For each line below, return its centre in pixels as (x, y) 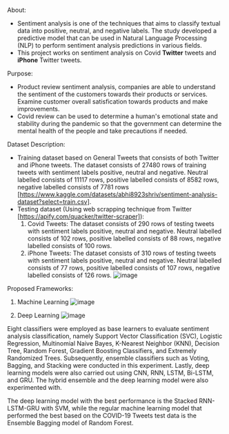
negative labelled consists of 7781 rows (73, 187)
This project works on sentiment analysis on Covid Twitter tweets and (117, 53)
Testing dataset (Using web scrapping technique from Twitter (104, 209)
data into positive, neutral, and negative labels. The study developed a (117, 31)
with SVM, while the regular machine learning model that (121, 408)
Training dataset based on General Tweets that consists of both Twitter (118, 158)
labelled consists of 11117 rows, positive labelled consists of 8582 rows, (118, 180)
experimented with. (34, 387)
